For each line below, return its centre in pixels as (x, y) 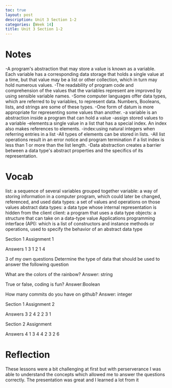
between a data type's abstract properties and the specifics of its (74, 151)
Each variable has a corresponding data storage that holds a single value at (85, 74)
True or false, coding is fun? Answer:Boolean (53, 284)
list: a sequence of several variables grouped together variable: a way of (82, 191)
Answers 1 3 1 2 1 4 (25, 249)
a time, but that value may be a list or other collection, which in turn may (81, 80)
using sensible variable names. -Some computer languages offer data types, (86, 96)
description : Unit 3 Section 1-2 (41, 20)
